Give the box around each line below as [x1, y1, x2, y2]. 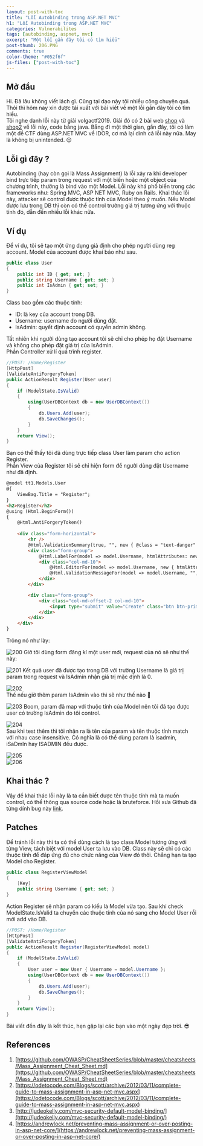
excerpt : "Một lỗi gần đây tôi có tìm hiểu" [6, 37, 120, 43]
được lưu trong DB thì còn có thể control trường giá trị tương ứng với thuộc [6, 202, 191, 209]
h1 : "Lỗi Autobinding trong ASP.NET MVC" [6, 20, 112, 26]
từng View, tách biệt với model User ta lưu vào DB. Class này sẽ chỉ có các [6, 845, 192, 852]
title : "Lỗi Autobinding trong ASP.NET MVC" [6, 14, 120, 21]
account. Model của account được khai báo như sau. [6, 248, 137, 256]
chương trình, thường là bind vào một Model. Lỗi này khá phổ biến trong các [6, 182, 195, 190]
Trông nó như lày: [6, 637, 50, 644]
